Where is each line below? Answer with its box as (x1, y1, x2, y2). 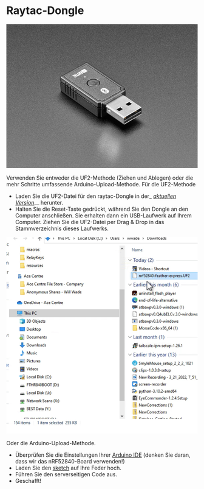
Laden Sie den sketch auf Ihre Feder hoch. (15, 464, 121, 472)
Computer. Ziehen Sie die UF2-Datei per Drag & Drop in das (15, 219, 165, 226)
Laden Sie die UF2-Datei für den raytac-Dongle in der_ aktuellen (15, 192, 177, 200)
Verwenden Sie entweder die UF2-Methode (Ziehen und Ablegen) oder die (6, 174, 194, 181)
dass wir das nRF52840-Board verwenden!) (15, 458, 126, 465)
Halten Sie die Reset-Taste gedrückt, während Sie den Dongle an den (15, 205, 189, 213)
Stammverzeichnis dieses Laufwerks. (15, 225, 109, 232)
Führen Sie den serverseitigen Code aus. (15, 471, 117, 478)
